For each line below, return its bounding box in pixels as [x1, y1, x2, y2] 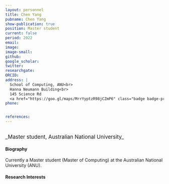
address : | [5, 77, 28, 82]
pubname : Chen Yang [5, 17, 46, 22]
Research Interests [5, 174, 46, 180]
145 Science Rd [10, 91, 42, 97]
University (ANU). [5, 162, 42, 168]
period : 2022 [5, 36, 33, 41]
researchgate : [5, 68, 35, 73]
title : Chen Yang [5, 12, 42, 17]
